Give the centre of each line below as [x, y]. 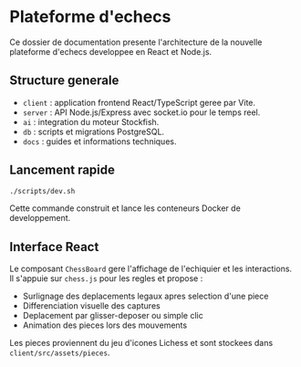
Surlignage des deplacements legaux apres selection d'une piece [145, 296]
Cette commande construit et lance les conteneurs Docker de [125, 208]
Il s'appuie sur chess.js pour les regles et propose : [106, 278]
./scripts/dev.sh [42, 191]
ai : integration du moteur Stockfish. [91, 121]
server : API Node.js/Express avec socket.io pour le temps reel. [141, 112]
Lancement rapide [62, 170]
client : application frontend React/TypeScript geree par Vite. [139, 102]
